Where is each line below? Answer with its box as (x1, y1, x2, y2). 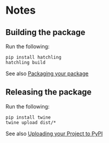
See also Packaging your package (5, 70, 89, 77)
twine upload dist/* (5, 119, 57, 125)
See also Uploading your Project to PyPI (5, 130, 103, 137)
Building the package (5, 27, 86, 37)
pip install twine (5, 114, 51, 120)
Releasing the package (5, 87, 92, 97)
